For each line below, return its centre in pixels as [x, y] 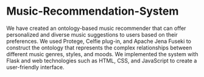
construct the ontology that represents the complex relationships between [99, 48]
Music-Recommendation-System [93, 11]
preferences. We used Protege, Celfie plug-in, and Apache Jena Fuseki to [99, 41]
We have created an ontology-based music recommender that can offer [96, 28]
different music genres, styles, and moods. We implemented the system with [102, 54]
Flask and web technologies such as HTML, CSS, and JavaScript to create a [102, 61]
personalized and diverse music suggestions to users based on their [92, 34]
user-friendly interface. [36, 67]
